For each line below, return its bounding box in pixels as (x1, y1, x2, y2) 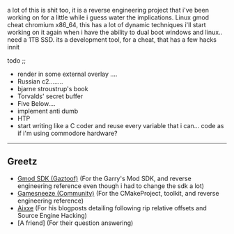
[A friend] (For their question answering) (17, 219, 134, 227)
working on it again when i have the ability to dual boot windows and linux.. (7, 28, 223, 36)
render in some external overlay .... (17, 70, 118, 78)
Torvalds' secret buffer (17, 92, 84, 100)
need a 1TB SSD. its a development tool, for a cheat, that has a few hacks (7, 36, 217, 44)
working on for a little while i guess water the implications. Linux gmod (7, 13, 210, 22)
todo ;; (7, 56, 26, 65)
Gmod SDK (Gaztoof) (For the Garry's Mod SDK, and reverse (17, 174, 192, 182)
